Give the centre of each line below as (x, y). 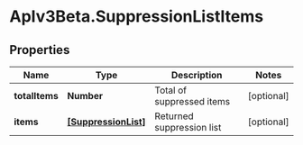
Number (85, 96)
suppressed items (193, 101)
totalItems (36, 96)
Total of (171, 90)
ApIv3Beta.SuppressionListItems (137, 17)
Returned (174, 116)
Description (197, 75)
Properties (40, 50)
